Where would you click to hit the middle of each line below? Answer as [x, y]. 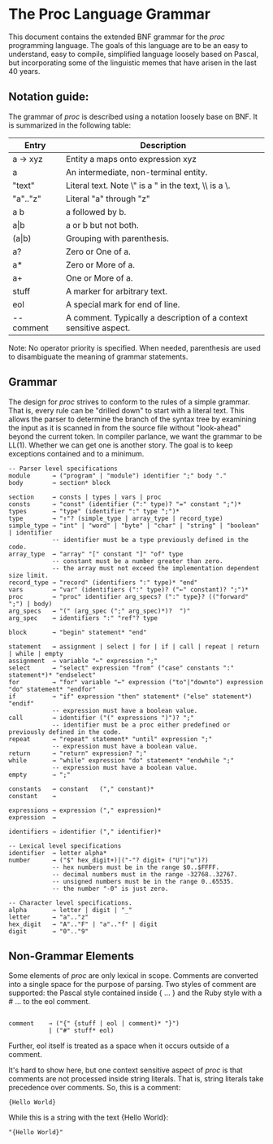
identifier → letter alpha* [58, 853]
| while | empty [36, 653]
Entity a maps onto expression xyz [132, 159]
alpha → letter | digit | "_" [70, 910]
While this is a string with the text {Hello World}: [89, 1118]
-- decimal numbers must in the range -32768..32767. [145, 874]
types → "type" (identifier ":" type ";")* [94, 511]
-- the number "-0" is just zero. [110, 889]
